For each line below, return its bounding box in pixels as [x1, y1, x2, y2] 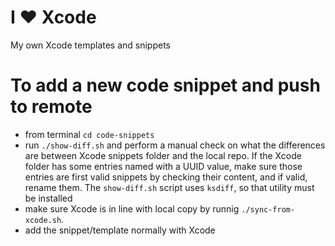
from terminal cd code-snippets [24, 128, 155, 140]
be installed [24, 192, 73, 204]
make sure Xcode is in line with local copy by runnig [24, 202, 240, 215]
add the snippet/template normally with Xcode [24, 224, 216, 236]
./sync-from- [241, 204, 296, 215]
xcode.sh [24, 215, 62, 225]
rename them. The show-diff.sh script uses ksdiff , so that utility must [24, 181, 315, 193]
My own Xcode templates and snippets [10, 39, 172, 51]
